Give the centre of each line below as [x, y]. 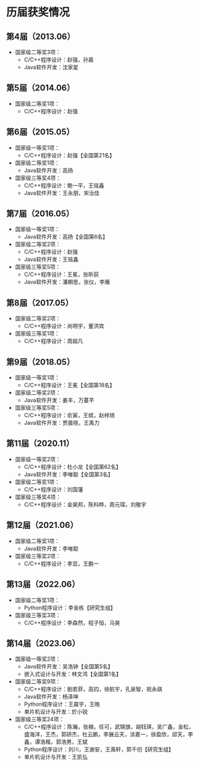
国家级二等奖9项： [38, 682]
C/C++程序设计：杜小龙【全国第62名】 [73, 466]
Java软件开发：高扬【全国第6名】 [66, 237]
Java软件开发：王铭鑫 [51, 259]
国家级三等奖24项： [39, 719]
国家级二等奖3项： [38, 52]
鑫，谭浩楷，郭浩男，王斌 [56, 742]
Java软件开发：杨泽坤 [51, 697]
